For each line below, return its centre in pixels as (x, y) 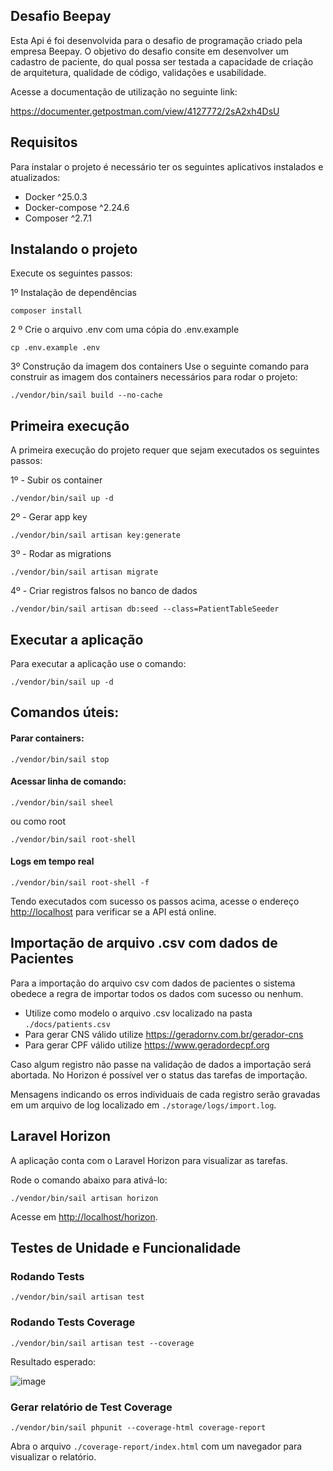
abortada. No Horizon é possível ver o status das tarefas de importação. (159, 1075)
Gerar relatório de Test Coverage (91, 1407)
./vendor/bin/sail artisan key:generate (96, 535)
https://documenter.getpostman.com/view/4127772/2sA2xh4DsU (145, 111)
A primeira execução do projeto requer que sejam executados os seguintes (165, 450)
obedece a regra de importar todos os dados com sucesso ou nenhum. (157, 993)
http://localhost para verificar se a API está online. (113, 912)
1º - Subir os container (56, 480)
